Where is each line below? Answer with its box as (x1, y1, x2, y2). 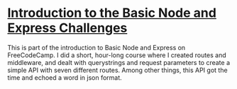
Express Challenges (7, 20, 128, 36)
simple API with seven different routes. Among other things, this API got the (7, 66, 228, 74)
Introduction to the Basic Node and (7, 5, 216, 21)
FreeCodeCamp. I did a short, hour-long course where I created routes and (7, 51, 227, 59)
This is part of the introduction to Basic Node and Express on (7, 43, 186, 52)
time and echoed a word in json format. (7, 73, 122, 82)
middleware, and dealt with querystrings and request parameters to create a (7, 58, 231, 66)
